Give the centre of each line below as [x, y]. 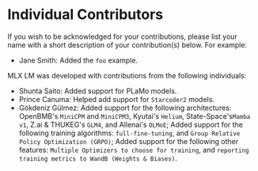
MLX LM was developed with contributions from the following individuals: [127, 75]
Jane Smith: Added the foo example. [78, 60]
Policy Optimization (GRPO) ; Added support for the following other [129, 141]
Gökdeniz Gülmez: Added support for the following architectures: [125, 108]
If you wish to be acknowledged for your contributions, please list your [123, 36]
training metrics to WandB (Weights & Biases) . [98, 158]
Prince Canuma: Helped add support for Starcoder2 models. [117, 99]
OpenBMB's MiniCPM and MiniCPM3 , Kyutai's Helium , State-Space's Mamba [135, 116]
